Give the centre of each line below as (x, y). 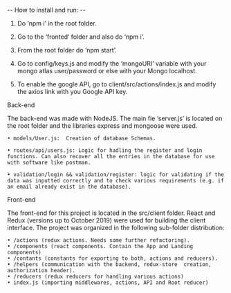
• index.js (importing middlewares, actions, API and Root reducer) (108, 283)
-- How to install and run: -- (47, 10)
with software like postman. (49, 162)
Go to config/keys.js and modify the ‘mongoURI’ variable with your (112, 64)
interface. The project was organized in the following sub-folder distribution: (116, 228)
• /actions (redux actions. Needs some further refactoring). (99, 240)
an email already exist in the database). (69, 187)
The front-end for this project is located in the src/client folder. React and (111, 213)
